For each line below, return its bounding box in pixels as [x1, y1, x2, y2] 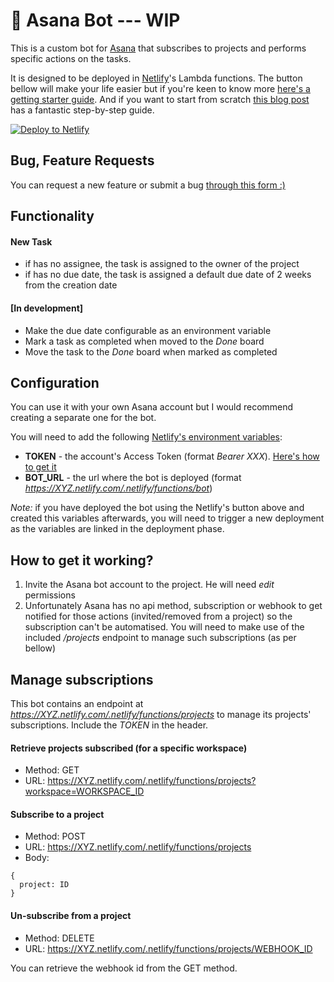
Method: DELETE [24, 932, 95, 944]
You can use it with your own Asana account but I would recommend [10, 401, 294, 413]
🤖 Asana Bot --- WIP [10, 9, 181, 32]
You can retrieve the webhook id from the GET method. [10, 962, 238, 974]
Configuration [10, 374, 100, 391]
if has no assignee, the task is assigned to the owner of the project [24, 258, 300, 270]
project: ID [19, 880, 70, 890]
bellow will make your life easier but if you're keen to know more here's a [10, 82, 311, 94]
